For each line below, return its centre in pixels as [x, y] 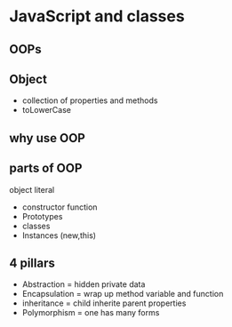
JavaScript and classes [97, 16]
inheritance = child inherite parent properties [104, 303]
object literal [32, 189]
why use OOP [48, 138]
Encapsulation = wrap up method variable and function [123, 294]
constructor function [60, 207]
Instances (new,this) [59, 235]
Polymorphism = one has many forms [91, 313]
